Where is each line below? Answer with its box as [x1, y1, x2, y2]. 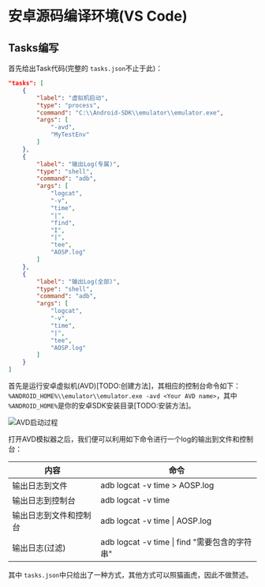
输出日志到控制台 [12, 495, 77, 506]
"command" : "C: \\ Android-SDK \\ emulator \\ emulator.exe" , [36, 108, 224, 117]
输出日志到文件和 [12, 510, 77, 521]
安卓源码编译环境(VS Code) [8, 7, 188, 25]
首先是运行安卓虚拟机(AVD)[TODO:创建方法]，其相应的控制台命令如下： [8, 381, 241, 390]
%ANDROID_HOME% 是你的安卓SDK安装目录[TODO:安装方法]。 [8, 401, 196, 410]
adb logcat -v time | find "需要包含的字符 [100, 536, 252, 547]
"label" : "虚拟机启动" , [36, 94, 109, 102]
